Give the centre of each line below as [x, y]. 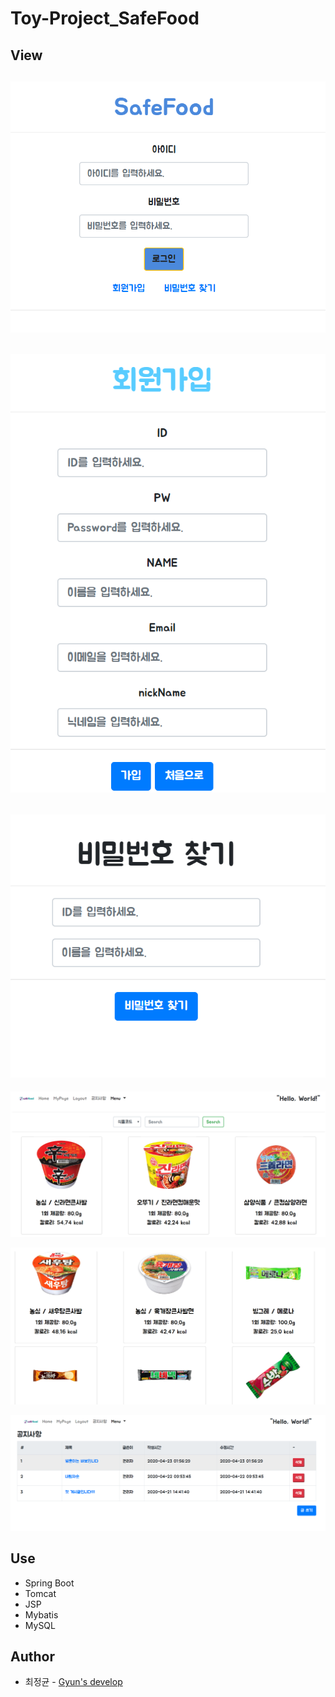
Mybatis [41, 1614]
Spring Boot [49, 1583]
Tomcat [40, 1593]
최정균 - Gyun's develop [73, 1682]
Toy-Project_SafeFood [105, 18]
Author [32, 1657]
